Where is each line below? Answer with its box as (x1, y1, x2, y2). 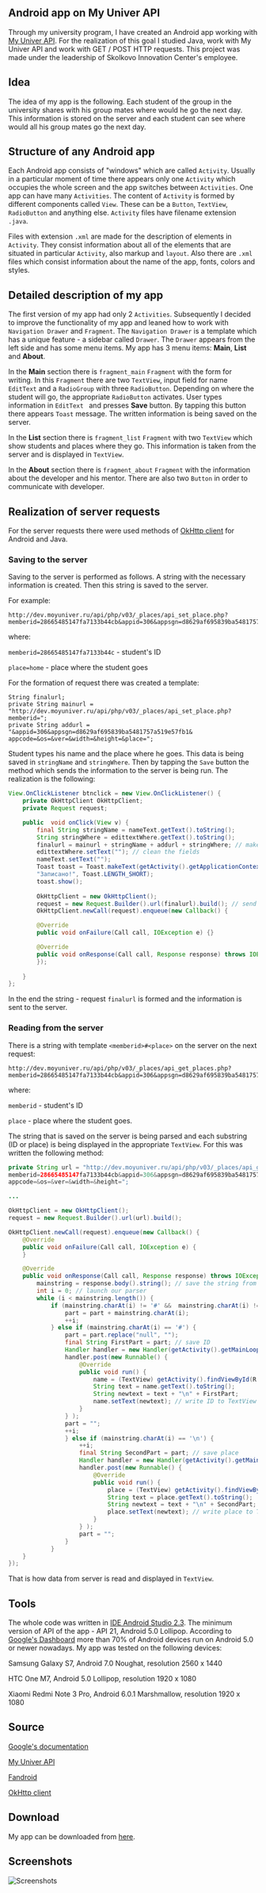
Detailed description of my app (8, 289, 164, 302)
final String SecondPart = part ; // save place (78, 1449, 239, 1457)
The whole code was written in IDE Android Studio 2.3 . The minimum (8, 1618, 233, 1627)
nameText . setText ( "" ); (36, 855, 112, 863)
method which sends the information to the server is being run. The (8, 766, 228, 775)
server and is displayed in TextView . (8, 449, 124, 459)
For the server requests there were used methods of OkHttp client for (8, 526, 235, 536)
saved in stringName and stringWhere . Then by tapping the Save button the (8, 757, 249, 767)
